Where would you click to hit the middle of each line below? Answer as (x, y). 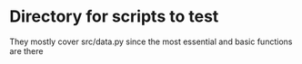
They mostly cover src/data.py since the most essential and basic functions (151, 41)
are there (26, 50)
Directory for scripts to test (114, 17)
